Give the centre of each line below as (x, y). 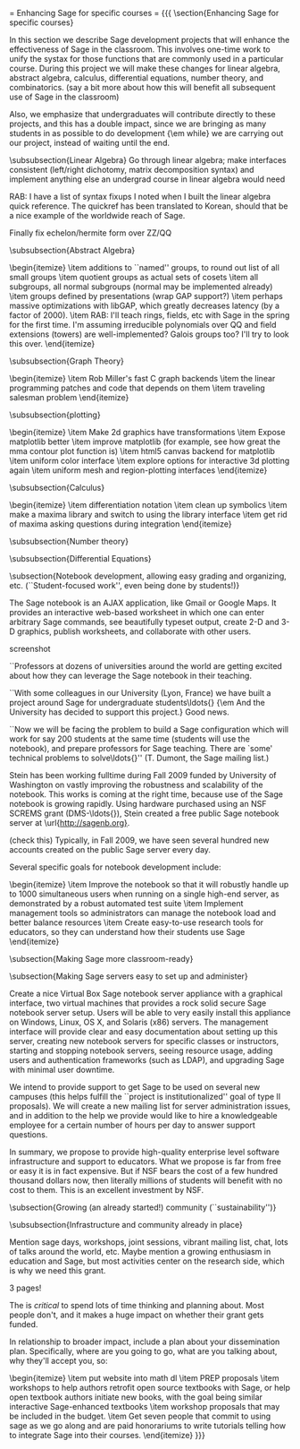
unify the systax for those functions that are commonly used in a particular (146, 59)
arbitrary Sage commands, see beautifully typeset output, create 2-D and (144, 622)
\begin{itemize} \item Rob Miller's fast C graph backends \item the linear (142, 378)
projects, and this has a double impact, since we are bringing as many (138, 124)
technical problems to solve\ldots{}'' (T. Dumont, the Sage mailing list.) (139, 758)
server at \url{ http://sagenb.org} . (70, 823)
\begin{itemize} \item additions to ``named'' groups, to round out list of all (144, 267)
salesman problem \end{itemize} (69, 397)
